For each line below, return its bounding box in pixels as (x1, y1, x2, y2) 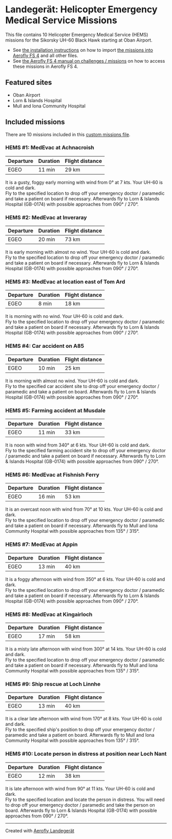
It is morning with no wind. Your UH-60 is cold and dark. (5, 313, 124, 320)
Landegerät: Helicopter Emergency (5, 4, 158, 15)
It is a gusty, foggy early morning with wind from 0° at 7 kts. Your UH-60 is (5, 179, 163, 185)
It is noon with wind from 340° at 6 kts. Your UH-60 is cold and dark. (5, 442, 150, 448)
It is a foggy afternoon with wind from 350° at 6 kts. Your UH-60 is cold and (5, 576, 165, 582)
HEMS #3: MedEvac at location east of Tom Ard (5, 278, 125, 286)
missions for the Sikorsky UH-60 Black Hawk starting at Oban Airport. (5, 37, 153, 43)
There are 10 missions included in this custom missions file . (5, 131, 131, 137)
